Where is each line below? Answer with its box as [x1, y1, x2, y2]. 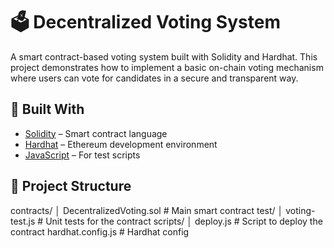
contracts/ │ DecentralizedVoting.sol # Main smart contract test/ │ [10, 204, 284, 216]
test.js [10, 215, 36, 227]
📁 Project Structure [10, 178, 132, 195]
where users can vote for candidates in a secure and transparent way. [10, 72, 299, 84]
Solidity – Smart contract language [24, 127, 168, 139]
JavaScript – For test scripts [24, 149, 141, 161]
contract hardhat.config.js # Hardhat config [10, 225, 190, 238]
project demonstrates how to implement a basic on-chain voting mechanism [10, 61, 324, 73]
